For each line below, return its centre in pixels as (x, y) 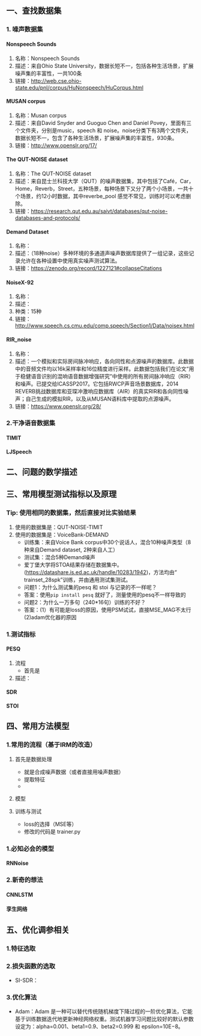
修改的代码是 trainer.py (52, 831)
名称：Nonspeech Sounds (47, 58)
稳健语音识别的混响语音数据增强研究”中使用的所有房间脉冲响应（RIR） (107, 376)
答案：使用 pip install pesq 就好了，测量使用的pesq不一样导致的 (105, 595)
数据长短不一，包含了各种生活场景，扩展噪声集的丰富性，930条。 (96, 138)
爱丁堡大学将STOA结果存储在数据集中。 (73, 565)
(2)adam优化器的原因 (50, 617)
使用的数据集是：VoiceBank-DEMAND (62, 535)
